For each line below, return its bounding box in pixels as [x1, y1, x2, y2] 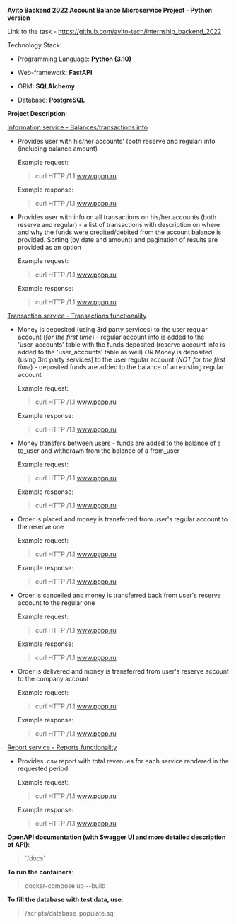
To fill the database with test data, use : [7, 895, 124, 903]
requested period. [17, 764, 71, 773]
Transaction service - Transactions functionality [7, 311, 147, 320]
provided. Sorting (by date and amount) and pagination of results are [17, 236, 218, 243]
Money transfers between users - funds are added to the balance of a [17, 439, 221, 447]
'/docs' [24, 854, 46, 862]
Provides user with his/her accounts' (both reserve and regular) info [17, 137, 216, 145]
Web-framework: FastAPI [17, 69, 93, 76]
